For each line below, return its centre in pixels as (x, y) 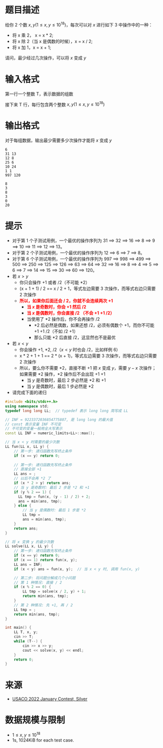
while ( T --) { (28, 641)
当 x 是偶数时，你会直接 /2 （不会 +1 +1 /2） (71, 313)
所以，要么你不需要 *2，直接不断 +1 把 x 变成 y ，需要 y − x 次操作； (88, 368)
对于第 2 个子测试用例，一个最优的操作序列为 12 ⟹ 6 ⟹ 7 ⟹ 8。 (78, 253)
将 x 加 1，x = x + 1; (31, 47)
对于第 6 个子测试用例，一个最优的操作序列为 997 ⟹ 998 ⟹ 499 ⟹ (81, 259)
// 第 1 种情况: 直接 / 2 (38, 582)
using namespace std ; (27, 406)
